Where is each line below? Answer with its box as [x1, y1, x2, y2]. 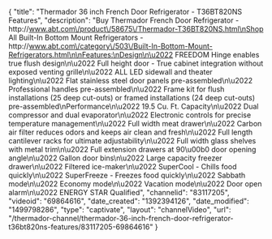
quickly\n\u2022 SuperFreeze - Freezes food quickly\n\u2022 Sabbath [8, 170, 246, 180]
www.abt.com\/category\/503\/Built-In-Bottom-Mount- [28, 41, 213, 51]
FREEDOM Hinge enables [175, 50, 260, 59]
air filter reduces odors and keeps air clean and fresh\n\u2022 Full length [8, 127, 253, 137]
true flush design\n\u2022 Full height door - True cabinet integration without [8, 58, 264, 68]
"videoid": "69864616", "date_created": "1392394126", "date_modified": [8, 196, 249, 206]
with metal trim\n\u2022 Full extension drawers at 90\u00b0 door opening [8, 145, 257, 154]
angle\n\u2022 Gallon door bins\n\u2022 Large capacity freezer [8, 153, 222, 163]
